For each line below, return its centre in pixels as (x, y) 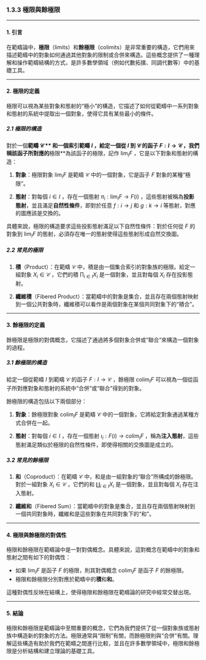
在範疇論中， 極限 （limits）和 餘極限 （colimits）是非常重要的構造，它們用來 (101, 47)
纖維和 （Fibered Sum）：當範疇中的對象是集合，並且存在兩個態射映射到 (105, 506)
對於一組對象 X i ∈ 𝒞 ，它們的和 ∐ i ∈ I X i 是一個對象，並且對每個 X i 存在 (104, 485)
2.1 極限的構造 (24, 129)
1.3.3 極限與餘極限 (33, 9)
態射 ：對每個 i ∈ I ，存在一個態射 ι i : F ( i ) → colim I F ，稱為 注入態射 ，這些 (107, 437)
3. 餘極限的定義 (26, 325)
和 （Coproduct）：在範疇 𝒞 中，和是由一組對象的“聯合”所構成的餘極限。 (106, 477)
